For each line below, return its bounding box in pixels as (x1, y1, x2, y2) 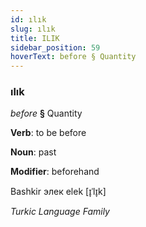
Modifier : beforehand (10, 166, 100, 178)
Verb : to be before (10, 127, 87, 139)
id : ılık (10, 14, 47, 25)
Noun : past (10, 146, 57, 158)
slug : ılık (10, 24, 56, 34)
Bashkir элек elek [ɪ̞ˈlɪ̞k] (10, 186, 107, 198)
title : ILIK (10, 33, 60, 43)
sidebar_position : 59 (10, 42, 101, 53)
